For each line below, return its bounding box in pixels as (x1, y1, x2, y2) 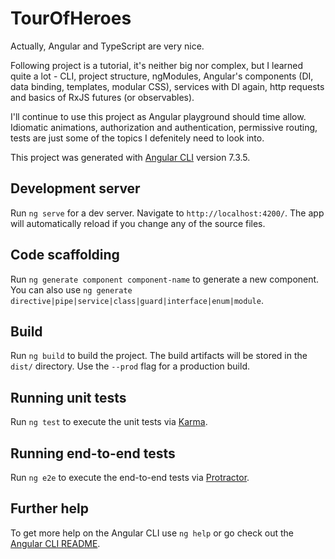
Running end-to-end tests (10, 445, 176, 462)
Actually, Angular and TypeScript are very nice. (10, 40, 205, 52)
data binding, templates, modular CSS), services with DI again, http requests (10, 80, 325, 92)
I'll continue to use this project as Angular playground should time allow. (10, 110, 307, 122)
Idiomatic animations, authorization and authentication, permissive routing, (10, 121, 318, 133)
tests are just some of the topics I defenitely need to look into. (10, 132, 265, 144)
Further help (10, 500, 90, 517)
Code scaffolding (10, 247, 120, 264)
